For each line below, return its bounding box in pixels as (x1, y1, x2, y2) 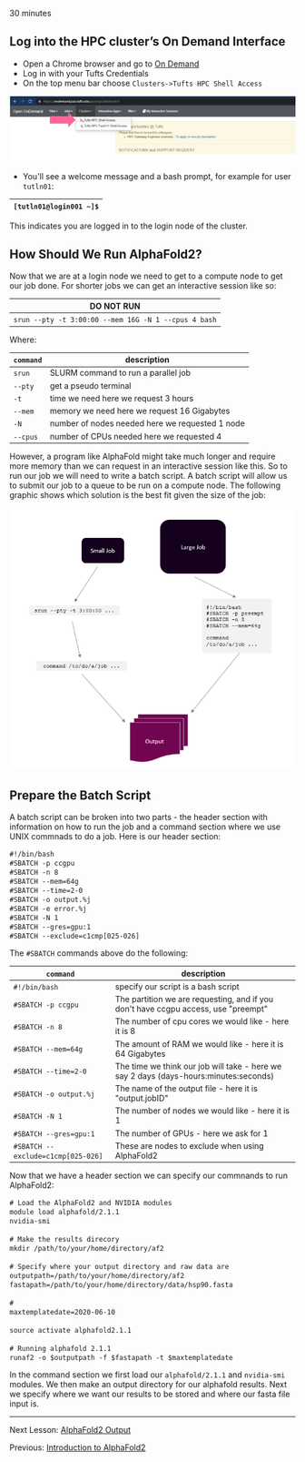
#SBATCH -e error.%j (9, 905, 88, 914)
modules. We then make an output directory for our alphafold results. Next (9, 1379, 288, 1390)
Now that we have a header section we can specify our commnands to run (9, 1170, 289, 1182)
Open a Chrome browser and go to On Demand (22, 58, 200, 69)
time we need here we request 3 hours (49, 392, 194, 403)
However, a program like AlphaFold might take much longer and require (9, 451, 276, 462)
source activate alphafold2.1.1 (9, 1326, 132, 1335)
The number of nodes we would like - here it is (114, 1105, 290, 1116)
